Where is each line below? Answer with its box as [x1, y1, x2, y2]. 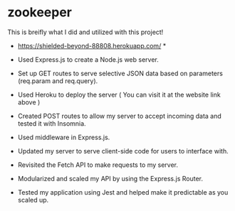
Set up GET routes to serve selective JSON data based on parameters [17, 69, 223, 77]
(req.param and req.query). [17, 76, 98, 85]
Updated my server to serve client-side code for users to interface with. [17, 146, 229, 155]
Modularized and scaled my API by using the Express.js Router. [17, 174, 203, 183]
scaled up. [17, 195, 49, 204]
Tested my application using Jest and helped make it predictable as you [17, 188, 229, 196]
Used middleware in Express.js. [17, 133, 110, 141]
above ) [17, 97, 41, 107]
